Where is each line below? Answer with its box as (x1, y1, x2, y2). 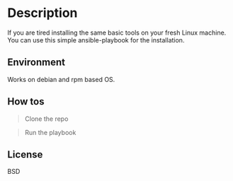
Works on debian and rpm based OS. (7, 75, 115, 83)
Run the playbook (24, 128, 76, 136)
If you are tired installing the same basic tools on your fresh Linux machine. (7, 28, 227, 37)
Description (7, 5, 78, 21)
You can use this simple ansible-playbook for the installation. (7, 35, 185, 44)
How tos (7, 95, 45, 107)
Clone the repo (24, 115, 69, 123)
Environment (7, 57, 66, 69)
